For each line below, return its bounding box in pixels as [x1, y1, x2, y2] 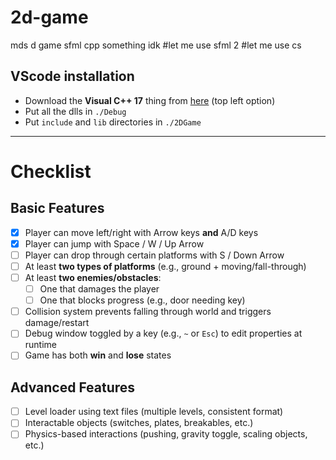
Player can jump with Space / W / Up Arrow [24, 237, 205, 250]
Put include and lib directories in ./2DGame [24, 116, 202, 128]
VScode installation [10, 68, 135, 85]
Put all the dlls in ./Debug [24, 105, 127, 117]
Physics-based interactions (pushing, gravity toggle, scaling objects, [24, 428, 308, 440]
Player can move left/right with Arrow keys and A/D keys [24, 226, 259, 238]
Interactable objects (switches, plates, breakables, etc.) [24, 417, 254, 429]
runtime [24, 339, 58, 351]
